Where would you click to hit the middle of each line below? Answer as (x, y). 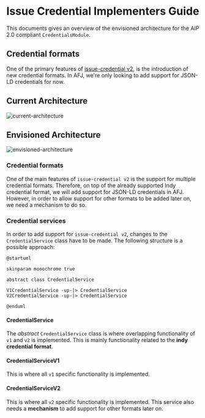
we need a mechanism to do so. (47, 205)
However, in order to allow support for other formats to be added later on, (99, 198)
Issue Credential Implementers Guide (103, 11)
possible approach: (31, 247)
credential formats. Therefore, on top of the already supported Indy (91, 185)
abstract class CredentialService (50, 280)
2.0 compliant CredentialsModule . (48, 34)
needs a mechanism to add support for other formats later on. (85, 408)
